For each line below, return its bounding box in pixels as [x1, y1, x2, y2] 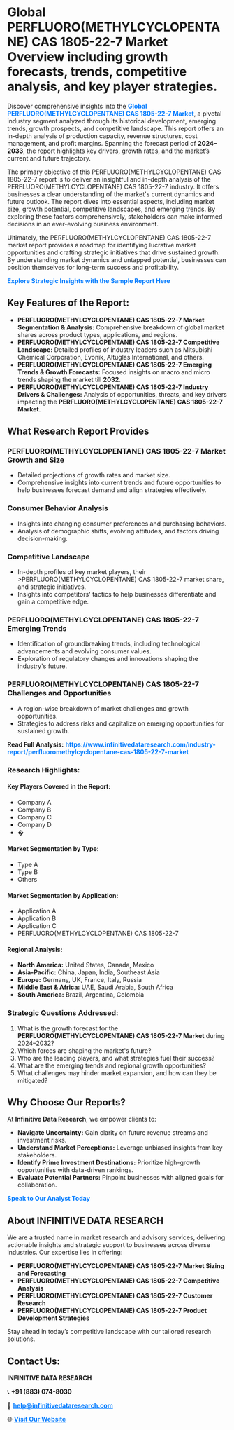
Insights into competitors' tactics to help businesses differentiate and [17, 590, 217, 599]
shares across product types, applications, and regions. [17, 330, 178, 339]
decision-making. [17, 534, 68, 543]
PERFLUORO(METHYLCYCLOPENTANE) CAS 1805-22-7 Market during [17, 1031, 225, 1040]
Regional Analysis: [7, 945, 63, 953]
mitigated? [17, 1076, 48, 1084]
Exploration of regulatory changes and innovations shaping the [17, 655, 198, 663]
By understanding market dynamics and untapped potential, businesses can [7, 255, 226, 264]
